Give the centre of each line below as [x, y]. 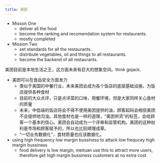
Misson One [24, 23]
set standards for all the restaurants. [56, 49]
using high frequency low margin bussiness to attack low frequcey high [83, 140]
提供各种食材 [36, 92]
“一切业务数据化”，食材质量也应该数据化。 [62, 134]
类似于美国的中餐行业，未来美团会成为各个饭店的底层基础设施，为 [85, 86]
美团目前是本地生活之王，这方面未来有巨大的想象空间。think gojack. [73, 69]
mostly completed [37, 39]
